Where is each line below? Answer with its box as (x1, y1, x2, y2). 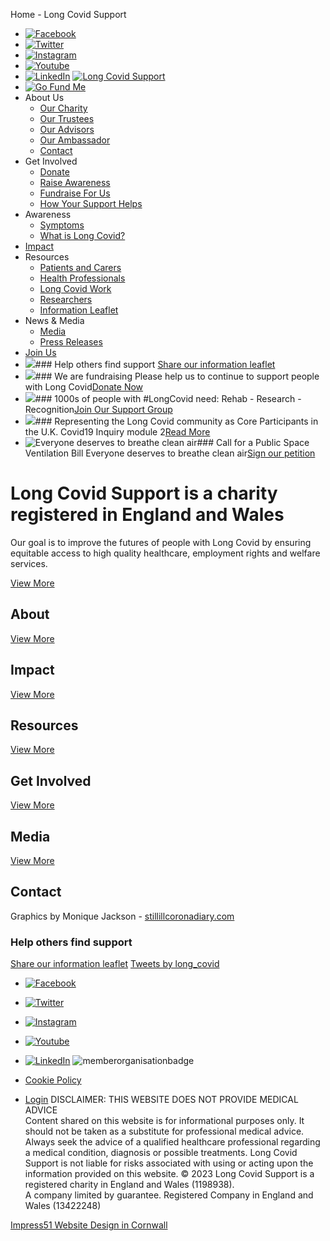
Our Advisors (39, 124, 95, 135)
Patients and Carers (39, 262, 122, 273)
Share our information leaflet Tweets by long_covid (10, 958, 220, 970)
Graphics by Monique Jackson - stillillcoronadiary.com (10, 910, 235, 922)
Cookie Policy (24, 1074, 82, 1086)
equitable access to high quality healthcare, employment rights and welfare (10, 547, 321, 559)
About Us (24, 92, 65, 103)
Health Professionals (39, 272, 126, 284)
